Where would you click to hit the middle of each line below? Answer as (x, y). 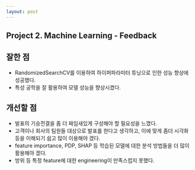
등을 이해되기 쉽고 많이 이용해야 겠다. (57, 138)
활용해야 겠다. (31, 153)
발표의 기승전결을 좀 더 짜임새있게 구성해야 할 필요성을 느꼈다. (86, 123)
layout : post (22, 12)
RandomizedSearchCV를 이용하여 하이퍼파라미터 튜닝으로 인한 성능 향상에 (101, 72)
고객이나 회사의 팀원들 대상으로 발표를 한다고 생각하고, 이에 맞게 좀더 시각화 (102, 130)
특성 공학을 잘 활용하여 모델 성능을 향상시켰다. (68, 87)
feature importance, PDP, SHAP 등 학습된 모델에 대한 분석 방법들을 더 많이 (102, 145)
